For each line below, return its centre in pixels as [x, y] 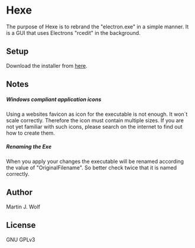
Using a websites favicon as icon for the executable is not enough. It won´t [97, 114]
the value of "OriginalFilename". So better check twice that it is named [92, 168]
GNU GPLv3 [21, 239]
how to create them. [30, 133]
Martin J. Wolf [23, 207]
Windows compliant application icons [54, 99]
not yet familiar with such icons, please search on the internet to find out [94, 127]
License [21, 225]
